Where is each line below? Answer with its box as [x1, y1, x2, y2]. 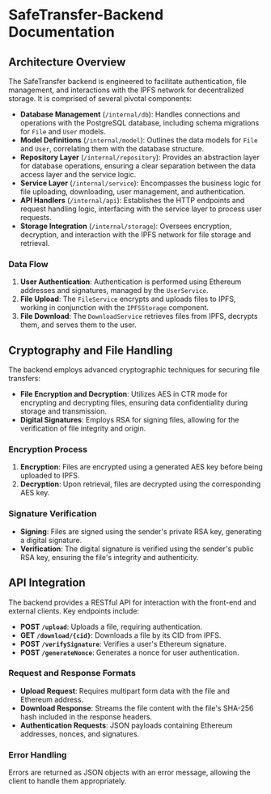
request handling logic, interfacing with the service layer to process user [19, 204, 262, 214]
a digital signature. [19, 535, 83, 545]
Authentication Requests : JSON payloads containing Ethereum [19, 720, 233, 730]
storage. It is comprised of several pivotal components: [8, 94, 193, 103]
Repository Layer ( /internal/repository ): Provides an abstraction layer [19, 152, 260, 162]
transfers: [8, 374, 40, 384]
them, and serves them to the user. [19, 320, 138, 329]
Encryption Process [8, 444, 87, 455]
